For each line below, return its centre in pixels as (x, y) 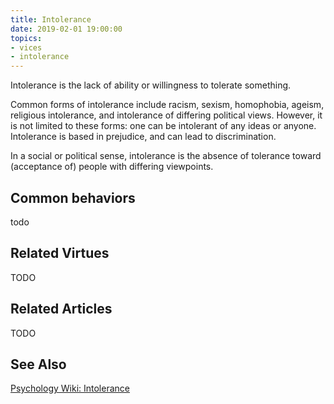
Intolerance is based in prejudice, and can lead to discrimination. (143, 137)
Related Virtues (60, 253)
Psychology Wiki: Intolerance (70, 388)
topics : (26, 38)
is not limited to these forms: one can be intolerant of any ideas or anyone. (163, 126)
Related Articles (61, 309)
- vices (26, 47)
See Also (38, 364)
